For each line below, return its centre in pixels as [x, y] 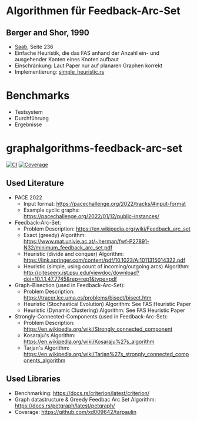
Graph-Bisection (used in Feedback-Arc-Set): [70, 285]
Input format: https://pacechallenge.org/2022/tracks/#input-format [105, 203]
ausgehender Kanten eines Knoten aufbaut [67, 59]
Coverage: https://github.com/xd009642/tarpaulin [76, 412]
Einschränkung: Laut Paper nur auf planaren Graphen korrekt [89, 65]
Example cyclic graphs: [51, 210]
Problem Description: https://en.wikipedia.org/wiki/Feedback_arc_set [107, 229]
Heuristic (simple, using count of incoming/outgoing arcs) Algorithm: [106, 266]
